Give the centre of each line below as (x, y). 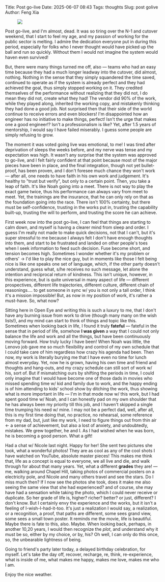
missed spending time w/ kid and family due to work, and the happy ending (81, 383)
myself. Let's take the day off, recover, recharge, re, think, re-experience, (79, 554)
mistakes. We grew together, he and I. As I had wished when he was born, (80, 430)
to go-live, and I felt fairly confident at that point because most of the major (81, 160)
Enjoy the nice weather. (29, 574)
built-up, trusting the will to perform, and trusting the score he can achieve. (81, 212)
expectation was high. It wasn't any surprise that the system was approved (81, 155)
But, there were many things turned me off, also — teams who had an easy (81, 67)
